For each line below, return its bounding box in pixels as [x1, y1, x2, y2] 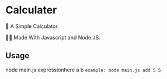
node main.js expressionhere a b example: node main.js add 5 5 [5, 66, 161, 73]
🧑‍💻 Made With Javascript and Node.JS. [5, 34, 100, 41]
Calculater [5, 3, 57, 17]
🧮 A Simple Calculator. [5, 23, 59, 30]
